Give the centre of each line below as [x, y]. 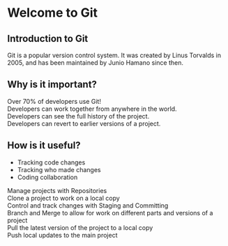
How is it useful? [44, 145]
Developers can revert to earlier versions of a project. [84, 123]
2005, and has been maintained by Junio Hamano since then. [95, 63]
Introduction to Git [48, 39]
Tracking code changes [51, 162]
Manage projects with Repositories [57, 190]
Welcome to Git [53, 13]
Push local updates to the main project [62, 235]
